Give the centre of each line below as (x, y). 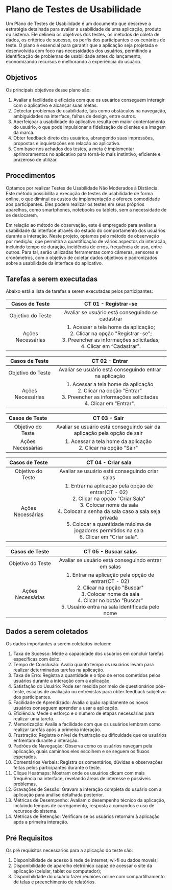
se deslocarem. (22, 215)
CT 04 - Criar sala (109, 462)
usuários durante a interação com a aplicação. (62, 681)
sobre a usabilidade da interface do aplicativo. (54, 263)
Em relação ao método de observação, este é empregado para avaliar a (81, 225)
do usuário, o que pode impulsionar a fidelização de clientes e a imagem (90, 127)
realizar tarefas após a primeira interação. (57, 730)
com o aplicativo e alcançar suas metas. (55, 105)
